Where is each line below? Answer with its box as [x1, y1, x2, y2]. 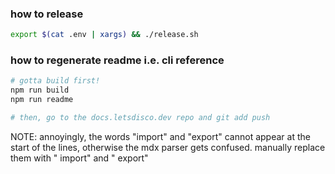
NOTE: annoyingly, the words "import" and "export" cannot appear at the [10, 130, 311, 142]
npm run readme [10, 95, 74, 105]
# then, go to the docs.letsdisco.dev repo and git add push [10, 113, 271, 123]
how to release [10, 7, 84, 21]
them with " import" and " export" [10, 152, 149, 164]
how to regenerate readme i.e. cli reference [10, 53, 225, 67]
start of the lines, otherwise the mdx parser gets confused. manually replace [10, 141, 326, 153]
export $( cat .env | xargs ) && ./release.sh [10, 30, 199, 40]
